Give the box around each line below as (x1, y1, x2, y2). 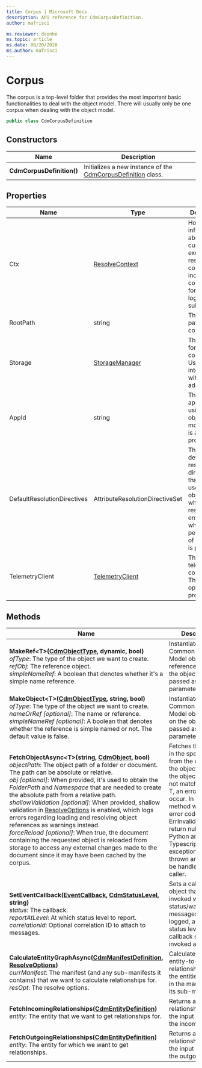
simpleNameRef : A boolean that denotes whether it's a (9, 669, 164, 678)
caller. (168, 870, 186, 878)
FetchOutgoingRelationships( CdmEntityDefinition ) (9, 1033, 158, 1042)
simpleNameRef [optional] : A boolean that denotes (9, 717, 153, 725)
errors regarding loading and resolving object (9, 813, 137, 822)
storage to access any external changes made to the (9, 843, 158, 852)
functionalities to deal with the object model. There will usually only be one (6, 100, 191, 107)
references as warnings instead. (9, 821, 100, 830)
